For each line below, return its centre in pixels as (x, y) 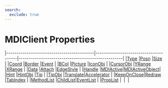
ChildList (66, 80)
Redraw (153, 75)
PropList (110, 80)
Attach (47, 69)
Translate (74, 75)
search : (13, 10)
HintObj (25, 75)
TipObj (55, 75)
